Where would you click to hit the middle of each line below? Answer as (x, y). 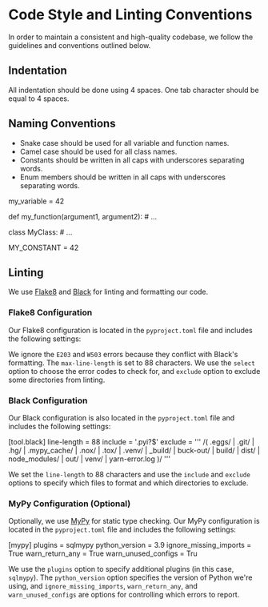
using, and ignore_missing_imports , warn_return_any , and (103, 586)
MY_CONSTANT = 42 (44, 247)
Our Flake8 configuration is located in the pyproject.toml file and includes (131, 330)
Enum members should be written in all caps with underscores (123, 177)
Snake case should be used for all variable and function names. (124, 143)
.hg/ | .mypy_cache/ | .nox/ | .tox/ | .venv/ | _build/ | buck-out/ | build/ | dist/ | (134, 450)
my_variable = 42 (36, 201)
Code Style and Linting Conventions (130, 15)
